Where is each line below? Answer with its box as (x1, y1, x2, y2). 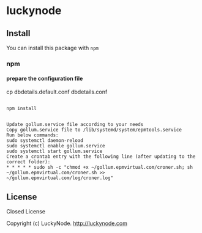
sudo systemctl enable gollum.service (6, 143, 105, 149)
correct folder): (6, 159, 51, 165)
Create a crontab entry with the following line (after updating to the (6, 153, 196, 160)
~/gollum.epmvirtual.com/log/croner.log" (6, 175, 114, 181)
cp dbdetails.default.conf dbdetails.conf (6, 88, 108, 95)
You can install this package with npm (6, 44, 99, 51)
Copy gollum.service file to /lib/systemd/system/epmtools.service (6, 127, 182, 133)
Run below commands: (6, 132, 59, 138)
